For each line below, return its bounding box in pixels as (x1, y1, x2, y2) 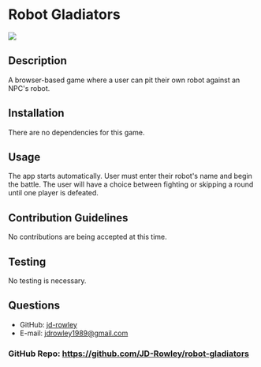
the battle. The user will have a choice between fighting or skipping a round (8, 180, 254, 189)
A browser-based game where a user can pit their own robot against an (8, 75, 240, 85)
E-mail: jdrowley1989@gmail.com (19, 328, 129, 338)
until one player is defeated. (8, 188, 99, 198)
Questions (8, 299, 61, 312)
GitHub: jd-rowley (19, 320, 77, 329)
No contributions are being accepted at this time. (8, 232, 167, 242)
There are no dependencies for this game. (8, 127, 145, 137)
